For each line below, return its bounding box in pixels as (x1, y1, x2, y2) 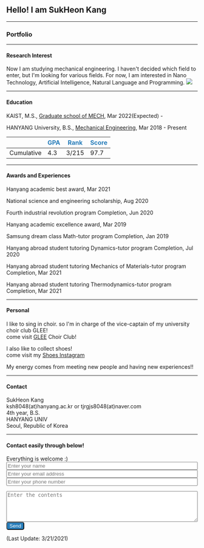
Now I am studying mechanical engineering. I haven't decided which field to (6, 65, 196, 72)
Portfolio (6, 30, 33, 38)
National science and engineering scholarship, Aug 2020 (6, 197, 149, 204)
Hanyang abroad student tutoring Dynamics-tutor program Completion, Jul (6, 244, 193, 252)
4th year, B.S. (6, 409, 41, 417)
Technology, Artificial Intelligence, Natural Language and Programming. (6, 79, 185, 86)
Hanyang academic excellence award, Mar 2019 (6, 221, 126, 228)
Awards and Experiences (6, 172, 71, 179)
